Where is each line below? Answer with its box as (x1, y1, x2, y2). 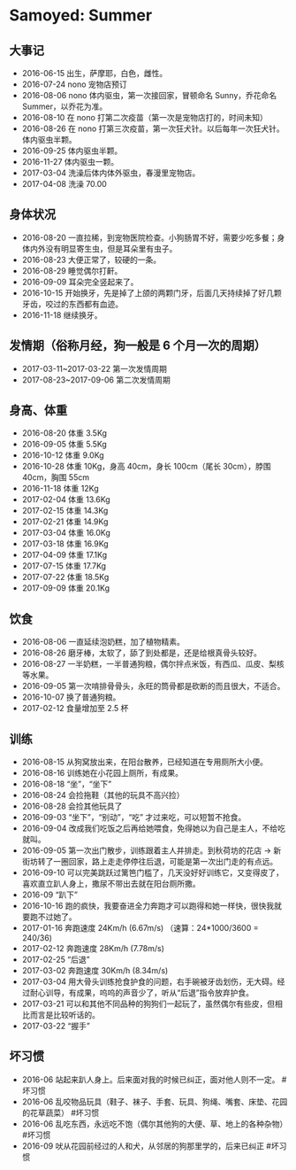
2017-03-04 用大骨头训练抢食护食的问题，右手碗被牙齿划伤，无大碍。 (21, 976, 277, 988)
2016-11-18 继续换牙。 (21, 309, 103, 320)
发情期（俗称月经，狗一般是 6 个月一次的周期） (9, 338, 267, 353)
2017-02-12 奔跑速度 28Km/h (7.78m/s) (21, 943, 165, 954)
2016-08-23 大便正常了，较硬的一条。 (21, 254, 162, 265)
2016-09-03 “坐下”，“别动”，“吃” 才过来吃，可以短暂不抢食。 (21, 812, 247, 823)
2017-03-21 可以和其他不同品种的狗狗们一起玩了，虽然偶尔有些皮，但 (21, 998, 276, 1010)
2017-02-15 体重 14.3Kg (21, 506, 109, 516)
